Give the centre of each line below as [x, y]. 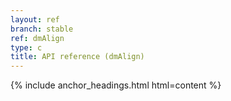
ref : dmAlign [37, 38]
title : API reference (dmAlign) [77, 57]
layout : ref [35, 19]
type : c [26, 47]
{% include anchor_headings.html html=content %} [116, 85]
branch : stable [42, 29]
